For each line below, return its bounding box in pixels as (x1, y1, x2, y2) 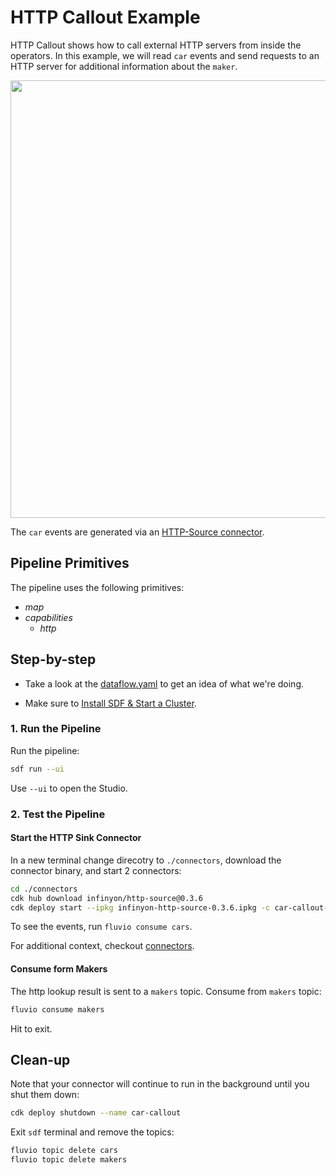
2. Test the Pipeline (10, 807, 106, 821)
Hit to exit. (10, 1022, 53, 1035)
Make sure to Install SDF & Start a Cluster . (24, 697, 197, 709)
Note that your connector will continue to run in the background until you (10, 1078, 310, 1090)
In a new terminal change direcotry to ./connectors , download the (10, 854, 282, 866)
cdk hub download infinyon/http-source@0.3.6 (10, 893, 203, 903)
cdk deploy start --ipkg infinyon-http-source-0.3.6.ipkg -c (10, 902, 271, 913)
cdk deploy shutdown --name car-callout (10, 1108, 182, 1118)
